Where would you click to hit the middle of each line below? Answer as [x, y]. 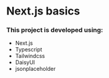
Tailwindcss [30, 56]
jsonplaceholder [35, 69]
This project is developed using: [55, 30]
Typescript [29, 50]
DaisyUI [25, 62]
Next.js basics [43, 11]
